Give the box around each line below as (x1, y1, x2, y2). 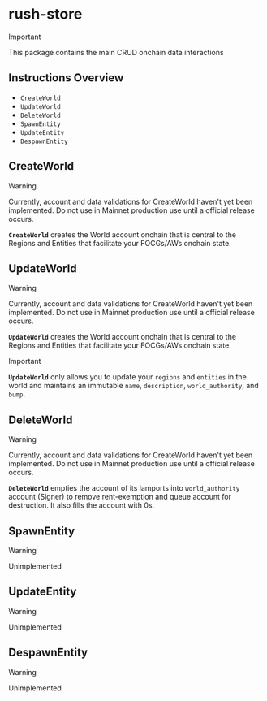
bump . (8, 389, 26, 399)
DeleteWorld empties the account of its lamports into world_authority (8, 483, 240, 493)
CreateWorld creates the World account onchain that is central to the (8, 229, 237, 240)
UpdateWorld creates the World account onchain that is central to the (8, 332, 237, 342)
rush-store (8, 5, 83, 24)
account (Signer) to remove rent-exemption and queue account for (8, 492, 231, 502)
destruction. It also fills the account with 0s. (8, 500, 155, 510)
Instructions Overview (8, 71, 124, 85)
